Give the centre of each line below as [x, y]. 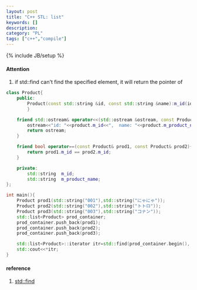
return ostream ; [47, 131]
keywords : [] [22, 22]
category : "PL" [25, 33]
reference [18, 268]
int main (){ [21, 195]
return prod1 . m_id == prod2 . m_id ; [69, 152]
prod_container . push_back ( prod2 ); [59, 228]
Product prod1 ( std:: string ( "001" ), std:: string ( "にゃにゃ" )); [91, 201]
